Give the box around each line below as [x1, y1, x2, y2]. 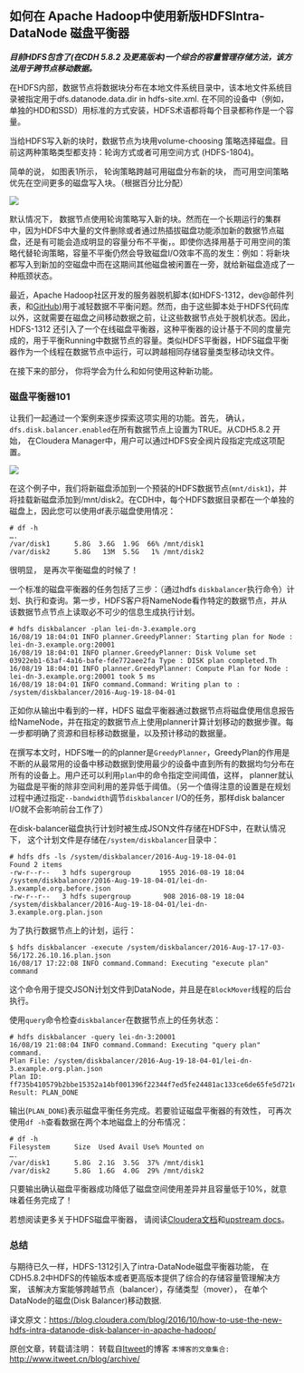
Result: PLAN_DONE [9, 1088, 79, 1097]
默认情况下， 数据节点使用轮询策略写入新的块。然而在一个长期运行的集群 [9, 213, 281, 224]
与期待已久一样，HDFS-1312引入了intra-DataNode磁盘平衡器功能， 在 [9, 1261, 270, 1272]
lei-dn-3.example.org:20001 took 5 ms [9, 672, 156, 682]
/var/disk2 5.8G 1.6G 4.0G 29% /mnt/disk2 [9, 1166, 204, 1176]
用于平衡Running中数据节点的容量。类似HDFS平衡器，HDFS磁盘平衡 [33, 335, 290, 346]
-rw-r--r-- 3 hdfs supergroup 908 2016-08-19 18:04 [9, 892, 245, 901]
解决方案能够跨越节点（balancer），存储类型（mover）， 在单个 [34, 1284, 269, 1295]
